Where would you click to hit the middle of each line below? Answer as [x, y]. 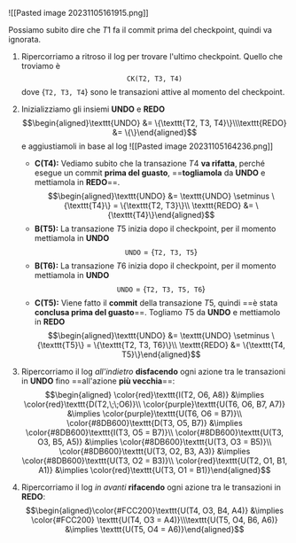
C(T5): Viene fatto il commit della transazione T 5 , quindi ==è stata [156, 303]
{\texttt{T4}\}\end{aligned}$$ [161, 215]
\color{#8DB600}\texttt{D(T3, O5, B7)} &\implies [155, 423]
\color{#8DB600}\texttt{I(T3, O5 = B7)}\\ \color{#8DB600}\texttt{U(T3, [155, 432]
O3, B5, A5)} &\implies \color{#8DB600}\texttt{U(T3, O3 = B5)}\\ [155, 442]
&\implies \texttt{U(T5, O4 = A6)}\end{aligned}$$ [155, 529]
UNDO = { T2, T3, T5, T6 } [161, 289]
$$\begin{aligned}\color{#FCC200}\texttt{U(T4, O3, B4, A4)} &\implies [155, 510]
